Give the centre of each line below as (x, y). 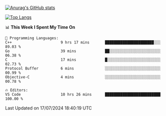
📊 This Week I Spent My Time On (40, 27)
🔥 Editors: (17, 90)
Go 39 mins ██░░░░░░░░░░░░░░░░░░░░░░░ (83, 51)
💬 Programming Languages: (32, 38)
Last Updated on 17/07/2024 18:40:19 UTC (49, 108)
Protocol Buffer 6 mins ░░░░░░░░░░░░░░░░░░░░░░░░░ (83, 68)
